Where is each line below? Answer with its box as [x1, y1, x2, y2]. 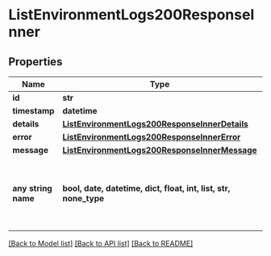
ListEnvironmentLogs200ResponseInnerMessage [62, 145, 257, 155]
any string [12, 183, 52, 194]
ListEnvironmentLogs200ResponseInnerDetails [62, 118, 248, 130]
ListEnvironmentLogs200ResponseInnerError [62, 131, 241, 142]
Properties [8, 55, 63, 68]
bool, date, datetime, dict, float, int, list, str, [62, 183, 231, 194]
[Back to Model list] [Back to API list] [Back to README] [8, 239, 194, 248]
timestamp [12, 105, 55, 116]
